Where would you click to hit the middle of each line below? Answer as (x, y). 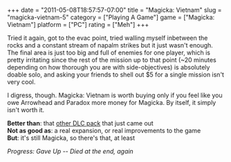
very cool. (21, 82)
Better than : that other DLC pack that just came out (80, 123)
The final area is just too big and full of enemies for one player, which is (109, 52)
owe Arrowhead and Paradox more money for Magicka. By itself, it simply (112, 102)
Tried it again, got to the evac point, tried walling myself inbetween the (108, 38)
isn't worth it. (26, 110)
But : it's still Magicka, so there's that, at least (71, 138)
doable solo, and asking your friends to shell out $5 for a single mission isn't (116, 74)
